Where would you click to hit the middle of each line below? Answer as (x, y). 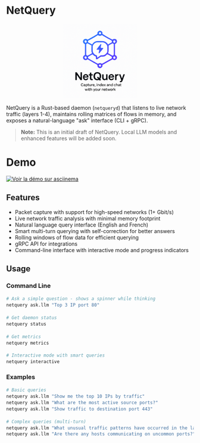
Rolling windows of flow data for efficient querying (76, 237)
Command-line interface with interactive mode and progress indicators (102, 250)
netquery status (26, 324)
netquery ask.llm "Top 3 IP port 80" (53, 305)
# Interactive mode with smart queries (56, 355)
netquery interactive (33, 362)
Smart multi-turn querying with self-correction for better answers (95, 231)
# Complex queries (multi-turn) (46, 422)
